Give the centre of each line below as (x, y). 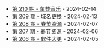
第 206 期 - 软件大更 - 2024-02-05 (55, 39)
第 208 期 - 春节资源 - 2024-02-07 (55, 24)
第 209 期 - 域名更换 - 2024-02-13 (54, 16)
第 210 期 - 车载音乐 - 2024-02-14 (54, 9)
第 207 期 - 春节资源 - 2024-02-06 (55, 31)
